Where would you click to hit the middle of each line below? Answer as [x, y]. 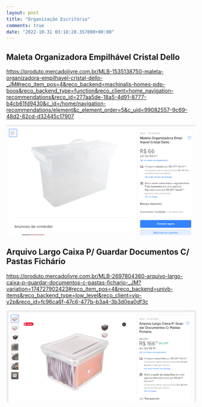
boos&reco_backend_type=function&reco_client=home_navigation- [90, 91]
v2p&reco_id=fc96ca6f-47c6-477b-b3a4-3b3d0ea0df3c [77, 301]
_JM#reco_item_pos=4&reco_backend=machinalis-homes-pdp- [86, 84]
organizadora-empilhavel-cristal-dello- [55, 78]
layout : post [23, 13]
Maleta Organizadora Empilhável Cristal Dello [93, 57]
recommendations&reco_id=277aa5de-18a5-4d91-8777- [76, 97]
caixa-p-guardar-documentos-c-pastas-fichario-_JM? [74, 282]
